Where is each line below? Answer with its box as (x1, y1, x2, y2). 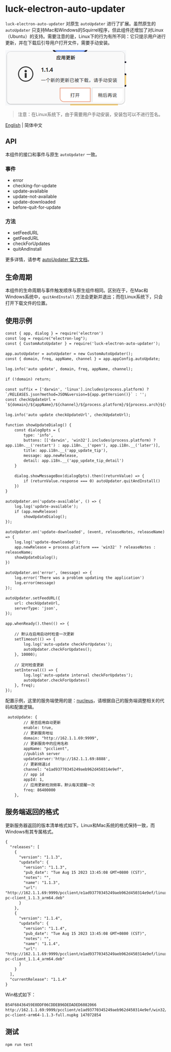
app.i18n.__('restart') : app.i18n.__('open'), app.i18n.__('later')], (5, 442, 160, 448)
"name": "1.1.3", (23, 880, 60, 885)
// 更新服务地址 (23, 730, 53, 736)
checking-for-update (12, 183, 57, 189)
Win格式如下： (5, 991, 36, 998)
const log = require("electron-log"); (5, 336, 88, 341)
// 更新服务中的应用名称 (23, 741, 69, 746)
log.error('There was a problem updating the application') (14, 575, 145, 580)
